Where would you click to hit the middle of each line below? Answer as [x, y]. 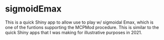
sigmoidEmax [33, 9]
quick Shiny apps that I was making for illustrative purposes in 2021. [74, 32]
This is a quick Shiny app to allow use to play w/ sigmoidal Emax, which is [79, 22]
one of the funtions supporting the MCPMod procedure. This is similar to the [82, 27]
